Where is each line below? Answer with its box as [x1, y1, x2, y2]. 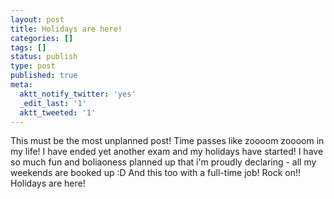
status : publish [10, 52, 78, 62]
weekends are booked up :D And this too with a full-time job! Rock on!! [10, 167, 301, 179]
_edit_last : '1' [19, 98, 87, 108]
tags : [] [10, 42, 47, 53]
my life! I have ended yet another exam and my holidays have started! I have [10, 146, 324, 158]
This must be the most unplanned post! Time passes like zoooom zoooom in [10, 135, 325, 147]
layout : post [10, 14, 65, 25]
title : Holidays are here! [10, 24, 123, 34]
